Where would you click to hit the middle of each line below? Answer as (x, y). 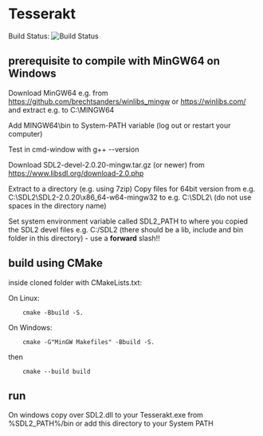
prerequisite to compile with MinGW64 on (114, 61)
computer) (26, 133)
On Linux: (24, 298)
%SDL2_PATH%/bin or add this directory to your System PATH (111, 423)
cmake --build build (57, 371)
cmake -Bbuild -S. (53, 312)
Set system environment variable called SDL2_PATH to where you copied (128, 221)
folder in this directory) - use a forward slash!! (84, 238)
